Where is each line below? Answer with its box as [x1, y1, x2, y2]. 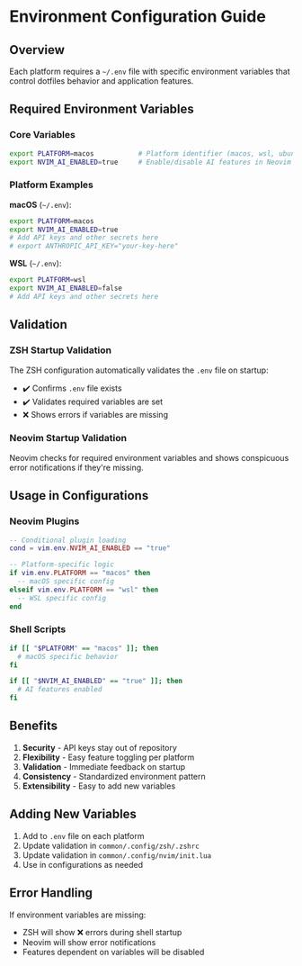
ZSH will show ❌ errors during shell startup [22, 926, 182, 937]
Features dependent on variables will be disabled [22, 946, 205, 957]
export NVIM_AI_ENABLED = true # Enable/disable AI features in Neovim [9, 158, 292, 167]
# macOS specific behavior [17, 652, 119, 661]
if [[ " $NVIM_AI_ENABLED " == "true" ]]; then [9, 677, 182, 686]
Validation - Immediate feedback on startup [22, 761, 186, 772]
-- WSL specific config [17, 593, 106, 602]
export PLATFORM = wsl [9, 275, 87, 284]
